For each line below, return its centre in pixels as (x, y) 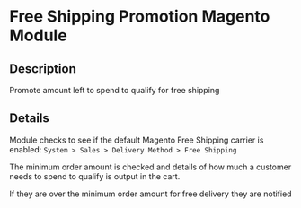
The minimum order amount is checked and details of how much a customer (150, 167)
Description (43, 69)
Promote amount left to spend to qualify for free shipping (115, 90)
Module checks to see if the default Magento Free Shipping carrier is (137, 140)
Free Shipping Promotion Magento (140, 17)
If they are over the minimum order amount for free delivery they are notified (150, 194)
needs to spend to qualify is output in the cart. (95, 176)
